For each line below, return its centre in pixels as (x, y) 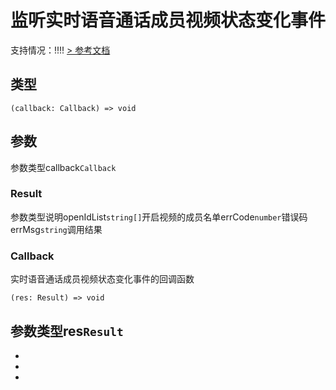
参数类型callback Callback (63, 167)
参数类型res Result (67, 331)
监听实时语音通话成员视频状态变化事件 (168, 20)
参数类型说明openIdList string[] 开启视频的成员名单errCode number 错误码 (159, 217)
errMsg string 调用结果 (56, 229)
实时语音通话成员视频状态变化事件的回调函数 (102, 279)
